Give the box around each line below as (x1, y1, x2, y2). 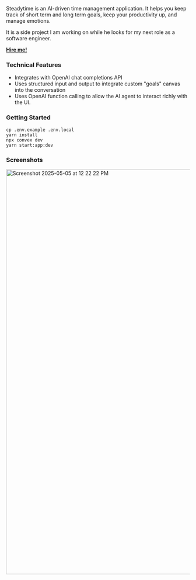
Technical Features (6, 61, 62, 69)
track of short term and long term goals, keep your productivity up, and (6, 11, 177, 18)
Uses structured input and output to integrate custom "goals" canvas (14, 80, 181, 87)
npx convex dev (6, 137, 43, 143)
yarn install (6, 132, 38, 138)
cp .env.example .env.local (6, 127, 75, 133)
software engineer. (6, 35, 51, 42)
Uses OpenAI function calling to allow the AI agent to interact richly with (14, 93, 188, 100)
